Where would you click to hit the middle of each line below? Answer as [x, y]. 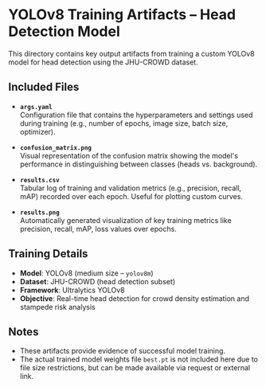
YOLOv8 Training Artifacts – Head [122, 15]
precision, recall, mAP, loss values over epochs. [98, 229]
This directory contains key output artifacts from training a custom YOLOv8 [131, 53]
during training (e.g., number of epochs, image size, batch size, [124, 123]
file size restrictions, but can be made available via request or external [135, 368]
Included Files [44, 87]
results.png [39, 213]
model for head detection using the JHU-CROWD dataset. [103, 62]
